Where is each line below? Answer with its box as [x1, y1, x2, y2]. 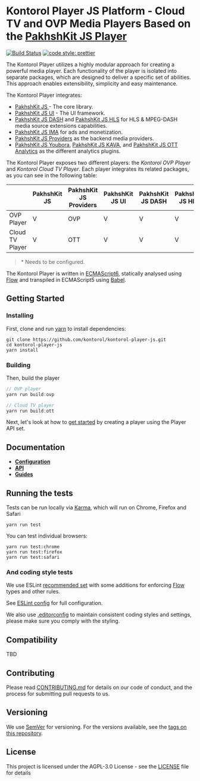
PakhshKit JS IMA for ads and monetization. [14, 128, 123, 136]
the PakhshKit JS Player [6, 30, 127, 43]
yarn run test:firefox [6, 549, 62, 555]
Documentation [6, 442, 65, 452]
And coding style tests [6, 568, 73, 576]
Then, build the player [6, 374, 60, 382]
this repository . [6, 730, 43, 737]
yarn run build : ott [6, 408, 55, 414]
